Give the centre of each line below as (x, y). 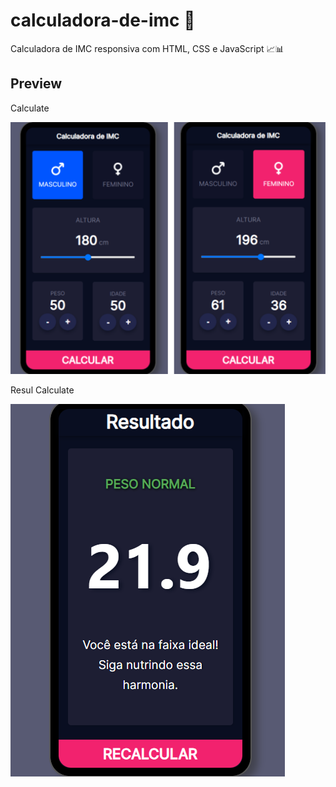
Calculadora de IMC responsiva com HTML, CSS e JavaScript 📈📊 (147, 48)
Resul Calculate (42, 390)
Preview (36, 84)
